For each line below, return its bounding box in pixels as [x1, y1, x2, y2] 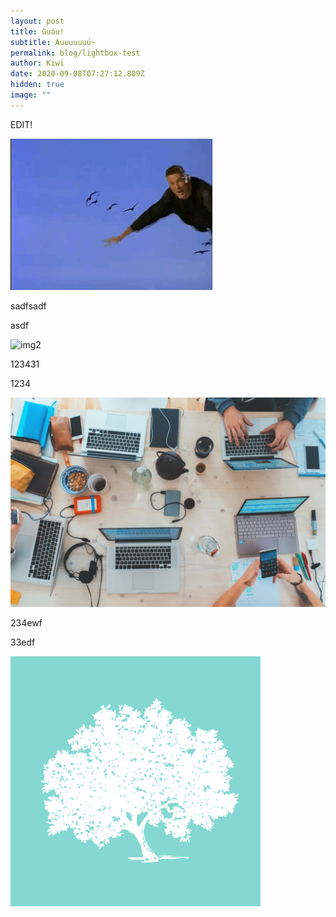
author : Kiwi [10, 58, 65, 69]
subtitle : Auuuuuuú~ [10, 37, 97, 47]
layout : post [10, 16, 65, 26]
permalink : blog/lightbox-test [10, 48, 141, 58]
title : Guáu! [10, 26, 65, 37]
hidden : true [10, 80, 65, 90]
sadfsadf [10, 300, 47, 312]
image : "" [10, 90, 52, 100]
